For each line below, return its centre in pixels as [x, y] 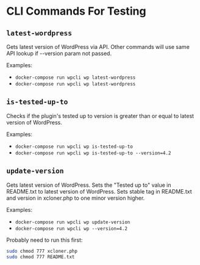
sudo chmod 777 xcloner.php [42, 251]
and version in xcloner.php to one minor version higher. [76, 198]
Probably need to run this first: [45, 240]
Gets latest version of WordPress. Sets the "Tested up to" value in [89, 185]
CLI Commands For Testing [76, 11]
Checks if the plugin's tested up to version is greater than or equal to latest [100, 116]
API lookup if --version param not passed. [59, 53]
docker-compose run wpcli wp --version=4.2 [71, 228]
